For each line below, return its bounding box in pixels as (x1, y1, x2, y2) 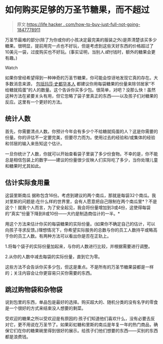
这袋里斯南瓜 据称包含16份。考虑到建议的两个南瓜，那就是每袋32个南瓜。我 (5, 192, 156, 198)
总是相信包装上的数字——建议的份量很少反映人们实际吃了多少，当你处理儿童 (5, 157, 158, 163)
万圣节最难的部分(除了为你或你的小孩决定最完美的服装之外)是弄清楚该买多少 (5, 37, 157, 43)
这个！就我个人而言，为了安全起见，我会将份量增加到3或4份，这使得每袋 (5, 204, 151, 210)
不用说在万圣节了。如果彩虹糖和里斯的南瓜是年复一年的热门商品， (21, 322, 154, 328)
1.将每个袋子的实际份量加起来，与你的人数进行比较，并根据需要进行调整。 (5, 243, 153, 249)
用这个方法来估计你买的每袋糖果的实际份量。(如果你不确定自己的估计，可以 (5, 221, 156, 227)
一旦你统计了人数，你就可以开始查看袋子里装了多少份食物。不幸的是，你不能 (5, 151, 158, 157)
